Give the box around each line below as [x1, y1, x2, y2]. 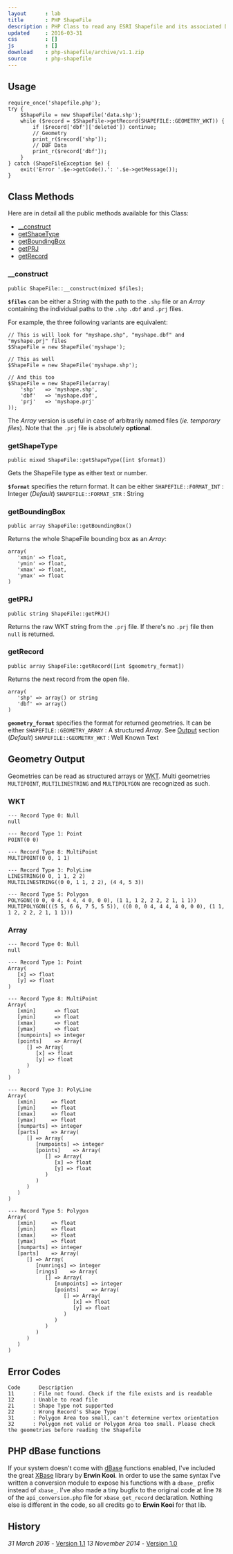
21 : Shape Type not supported [8, 1402, 113, 1410]
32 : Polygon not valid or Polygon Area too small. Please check [8, 1421, 216, 1428]
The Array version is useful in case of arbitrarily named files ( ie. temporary [8, 416, 221, 425]
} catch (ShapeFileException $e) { [8, 160, 111, 167]
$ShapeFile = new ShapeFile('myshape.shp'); [8, 362, 138, 369]
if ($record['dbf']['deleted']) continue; [32, 123, 157, 130]
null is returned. [8, 630, 55, 638]
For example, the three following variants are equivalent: [8, 318, 168, 326]
